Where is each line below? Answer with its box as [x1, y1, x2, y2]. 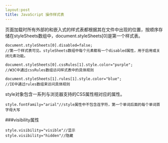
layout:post [5, 7, 30, 13]
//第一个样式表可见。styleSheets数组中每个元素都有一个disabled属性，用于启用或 [5, 48, 156, 53]
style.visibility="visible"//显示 [5, 127, 76, 133]
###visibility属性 [5, 116, 39, 123]
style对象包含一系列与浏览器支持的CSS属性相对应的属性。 [5, 91, 125, 97]
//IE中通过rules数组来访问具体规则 [5, 81, 70, 87]
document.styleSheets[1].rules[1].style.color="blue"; [5, 76, 122, 81]
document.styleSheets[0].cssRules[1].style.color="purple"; [5, 62, 133, 67]
